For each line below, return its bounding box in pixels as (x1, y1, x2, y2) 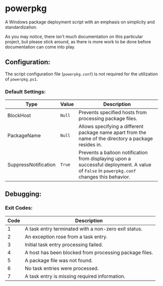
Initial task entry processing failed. (25, 241, 103, 248)
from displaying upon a (78, 155, 131, 162)
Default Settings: (5, 88, 46, 95)
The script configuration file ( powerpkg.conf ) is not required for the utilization (5, 71, 158, 77)
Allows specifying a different (78, 123, 144, 130)
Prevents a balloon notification (78, 149, 148, 156)
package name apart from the (78, 129, 147, 136)
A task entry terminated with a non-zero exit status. (25, 225, 143, 232)
